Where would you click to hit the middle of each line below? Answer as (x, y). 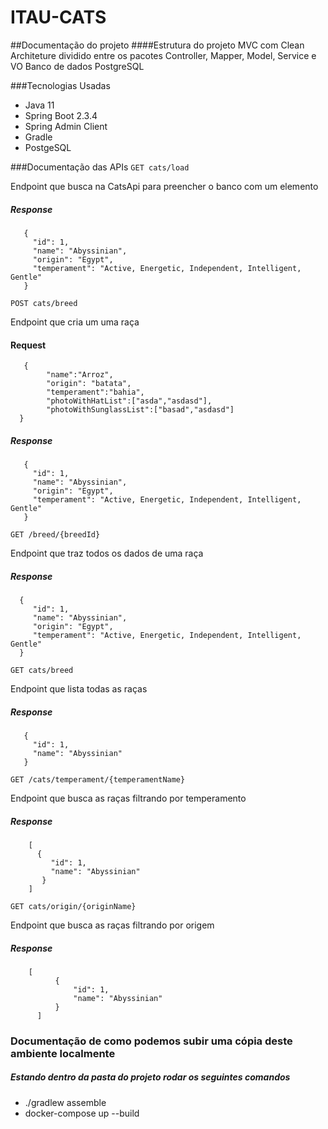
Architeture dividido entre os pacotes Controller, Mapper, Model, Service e (163, 55)
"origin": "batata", (89, 384)
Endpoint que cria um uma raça (75, 322)
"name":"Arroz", (80, 375)
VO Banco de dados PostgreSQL (77, 66)
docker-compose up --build (82, 1113)
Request (28, 345)
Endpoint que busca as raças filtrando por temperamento (128, 798)
